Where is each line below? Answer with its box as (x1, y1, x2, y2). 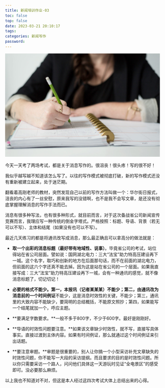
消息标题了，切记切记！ (12, 276, 60, 282)
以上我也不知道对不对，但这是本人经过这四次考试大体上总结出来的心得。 (5, 377, 151, 383)
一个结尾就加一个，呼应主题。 (12, 305, 73, 311)
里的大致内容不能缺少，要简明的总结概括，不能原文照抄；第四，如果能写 (12, 298, 159, 304)
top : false (5, 18, 27, 23)
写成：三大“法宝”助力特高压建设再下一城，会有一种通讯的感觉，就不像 (16, 269, 159, 275)
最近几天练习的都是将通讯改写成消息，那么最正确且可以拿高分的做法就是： (5, 235, 156, 240)
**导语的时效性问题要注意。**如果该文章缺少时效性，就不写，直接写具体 (12, 326, 159, 331)
